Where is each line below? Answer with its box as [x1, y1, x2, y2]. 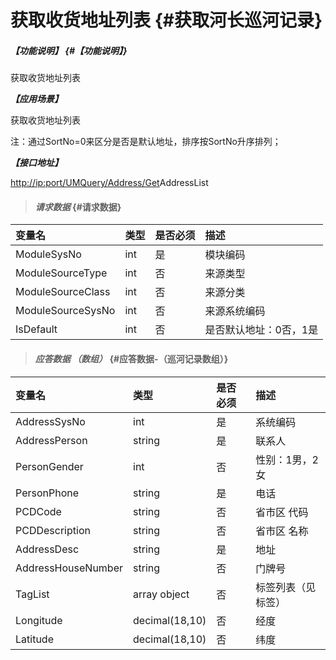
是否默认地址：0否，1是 [204, 323, 319, 337]
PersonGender [15, 459, 84, 473]
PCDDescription [15, 523, 91, 537]
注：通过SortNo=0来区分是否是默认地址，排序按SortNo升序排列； [10, 136, 282, 148]
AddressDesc [15, 542, 80, 556]
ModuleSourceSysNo [15, 304, 116, 318]
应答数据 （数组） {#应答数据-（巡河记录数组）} [34, 352, 229, 365]
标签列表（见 [255, 580, 317, 594]
